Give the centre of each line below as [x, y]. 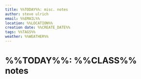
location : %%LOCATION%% [29, 23]
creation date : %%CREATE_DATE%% [38, 28]
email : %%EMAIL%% [23, 18]
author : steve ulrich [27, 14]
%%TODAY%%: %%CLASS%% [71, 61]
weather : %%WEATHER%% [27, 37]
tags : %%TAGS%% [20, 32]
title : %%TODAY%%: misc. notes [37, 9]
